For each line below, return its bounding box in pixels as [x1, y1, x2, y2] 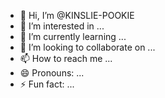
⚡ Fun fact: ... [19, 78, 75, 90]
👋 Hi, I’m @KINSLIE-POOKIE [19, 10, 135, 21]
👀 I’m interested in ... [19, 20, 105, 32]
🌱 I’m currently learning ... [19, 31, 127, 42]
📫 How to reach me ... [19, 53, 113, 64]
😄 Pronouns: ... [19, 67, 85, 79]
